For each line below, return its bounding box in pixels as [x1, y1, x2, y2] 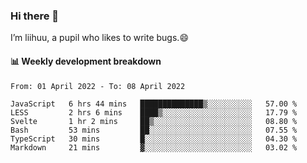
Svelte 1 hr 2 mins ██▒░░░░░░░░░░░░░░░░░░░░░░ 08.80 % [10, 116, 298, 126]
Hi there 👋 [10, 9, 60, 23]
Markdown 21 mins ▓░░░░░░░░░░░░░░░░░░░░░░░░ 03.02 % [10, 142, 298, 153]
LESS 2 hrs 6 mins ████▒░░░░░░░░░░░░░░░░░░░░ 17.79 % [10, 107, 298, 118]
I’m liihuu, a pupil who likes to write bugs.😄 [10, 32, 189, 44]
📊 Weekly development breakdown [10, 55, 162, 67]
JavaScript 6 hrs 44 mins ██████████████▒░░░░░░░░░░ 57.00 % [10, 99, 298, 109]
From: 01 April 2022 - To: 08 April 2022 [10, 81, 186, 91]
